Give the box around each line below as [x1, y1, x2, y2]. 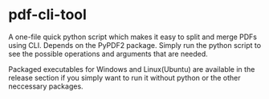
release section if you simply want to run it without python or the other [8, 73, 241, 82]
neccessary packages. [8, 81, 84, 91]
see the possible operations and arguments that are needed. [8, 49, 209, 58]
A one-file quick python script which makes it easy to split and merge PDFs [8, 32, 258, 42]
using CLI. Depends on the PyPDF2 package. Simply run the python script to [8, 40, 262, 49]
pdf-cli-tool [8, 6, 87, 24]
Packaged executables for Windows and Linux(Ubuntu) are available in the [8, 64, 255, 73]
